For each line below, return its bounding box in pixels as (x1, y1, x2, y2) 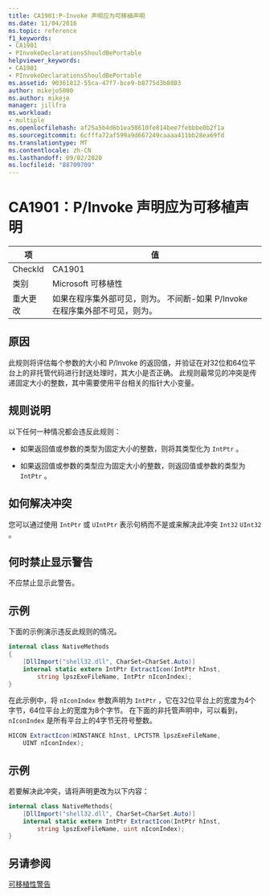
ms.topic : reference (8, 27, 78, 35)
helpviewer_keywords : (8, 57, 81, 65)
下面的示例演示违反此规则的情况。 (8, 627, 121, 636)
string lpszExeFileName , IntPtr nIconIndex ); (37, 673, 193, 681)
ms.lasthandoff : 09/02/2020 (8, 153, 103, 162)
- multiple (8, 117, 45, 125)
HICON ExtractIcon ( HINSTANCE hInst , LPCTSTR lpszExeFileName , (8, 732, 221, 740)
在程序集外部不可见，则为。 (51, 305, 157, 317)
